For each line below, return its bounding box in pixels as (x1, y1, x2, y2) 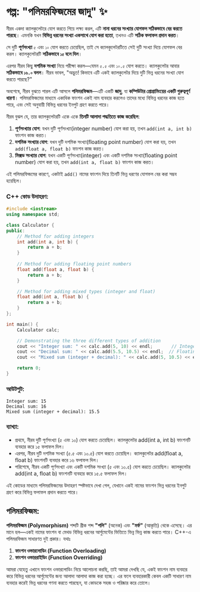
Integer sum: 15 (6, 399, 46, 405)
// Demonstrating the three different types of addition (17, 338, 161, 344)
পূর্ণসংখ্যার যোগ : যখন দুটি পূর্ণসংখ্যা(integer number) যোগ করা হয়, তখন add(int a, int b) (14, 125, 192, 132)
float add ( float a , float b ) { (17, 266, 95, 273)
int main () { (6, 321, 39, 327)
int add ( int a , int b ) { (17, 239, 79, 245)
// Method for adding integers (17, 233, 95, 239)
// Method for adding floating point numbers (17, 261, 132, 267)
